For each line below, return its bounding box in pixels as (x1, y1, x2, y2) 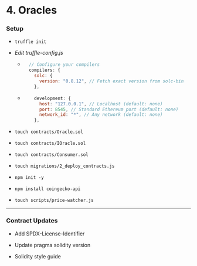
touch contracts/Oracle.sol (14, 129, 83, 135)
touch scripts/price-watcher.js (14, 198, 94, 204)
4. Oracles (6, 4, 57, 17)
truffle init (14, 39, 47, 45)
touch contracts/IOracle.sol (14, 141, 86, 147)
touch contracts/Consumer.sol (14, 152, 89, 158)
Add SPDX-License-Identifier (14, 230, 85, 237)
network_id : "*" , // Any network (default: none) (39, 112, 163, 118)
